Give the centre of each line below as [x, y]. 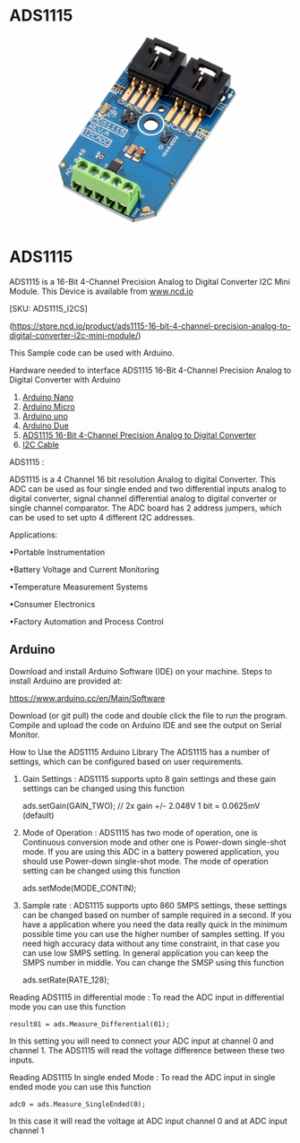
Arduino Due [45, 425]
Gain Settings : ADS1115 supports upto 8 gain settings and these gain [149, 778]
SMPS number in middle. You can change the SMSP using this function [153, 962]
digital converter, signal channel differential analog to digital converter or [143, 498]
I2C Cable [41, 444]
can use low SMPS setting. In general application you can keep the [145, 953]
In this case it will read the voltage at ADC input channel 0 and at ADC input [149, 1121]
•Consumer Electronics [52, 604]
